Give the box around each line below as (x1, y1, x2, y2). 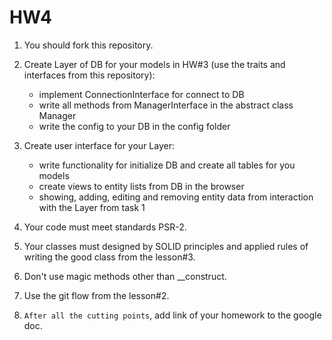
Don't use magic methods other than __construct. (23, 270, 227, 282)
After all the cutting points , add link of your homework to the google (23, 309, 322, 321)
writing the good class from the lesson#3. (23, 251, 196, 263)
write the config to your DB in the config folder (38, 120, 231, 132)
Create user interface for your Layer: (23, 139, 175, 151)
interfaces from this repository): (23, 69, 156, 81)
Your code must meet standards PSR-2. (23, 221, 187, 233)
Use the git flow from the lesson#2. (23, 289, 170, 301)
